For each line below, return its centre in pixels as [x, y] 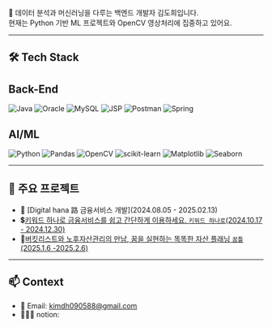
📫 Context [36, 282]
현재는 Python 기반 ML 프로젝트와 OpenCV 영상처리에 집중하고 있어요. [120, 23]
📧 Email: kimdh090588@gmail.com [79, 305]
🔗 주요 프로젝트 [44, 189]
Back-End [34, 89]
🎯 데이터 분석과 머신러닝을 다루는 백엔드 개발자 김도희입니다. [104, 13]
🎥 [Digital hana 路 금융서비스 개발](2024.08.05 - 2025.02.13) [119, 209]
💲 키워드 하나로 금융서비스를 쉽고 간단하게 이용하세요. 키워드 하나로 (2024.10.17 [141, 220]
